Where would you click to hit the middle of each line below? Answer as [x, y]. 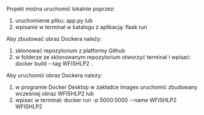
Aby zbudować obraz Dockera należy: [54, 39]
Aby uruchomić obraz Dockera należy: [54, 75]
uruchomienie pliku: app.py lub [54, 20]
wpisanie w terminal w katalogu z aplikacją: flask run [81, 27]
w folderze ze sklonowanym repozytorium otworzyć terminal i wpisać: [103, 57]
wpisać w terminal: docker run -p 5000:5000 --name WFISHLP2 [96, 100]
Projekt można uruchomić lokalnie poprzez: [61, 9]
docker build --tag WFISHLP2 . [54, 64]
